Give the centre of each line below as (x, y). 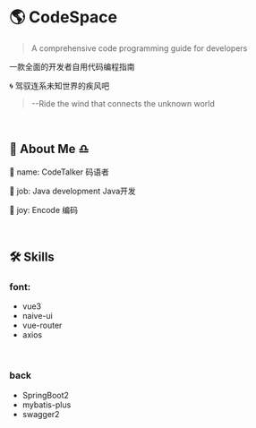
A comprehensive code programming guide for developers (139, 48)
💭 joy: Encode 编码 (44, 210)
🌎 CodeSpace (64, 17)
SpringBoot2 (46, 395)
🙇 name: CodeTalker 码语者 (59, 172)
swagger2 (41, 414)
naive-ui (38, 316)
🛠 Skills (32, 257)
